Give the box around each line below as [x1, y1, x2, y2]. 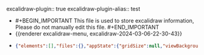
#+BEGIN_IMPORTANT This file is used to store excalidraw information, [15, 17, 194, 24]
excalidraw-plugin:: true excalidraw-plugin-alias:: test [6, 5, 141, 12]
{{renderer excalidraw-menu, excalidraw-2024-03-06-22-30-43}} [15, 30, 183, 37]
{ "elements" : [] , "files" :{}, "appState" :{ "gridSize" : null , [15, 43, 163, 49]
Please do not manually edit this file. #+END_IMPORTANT [15, 24, 160, 31]
